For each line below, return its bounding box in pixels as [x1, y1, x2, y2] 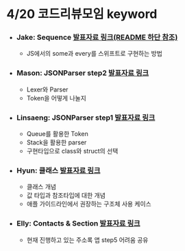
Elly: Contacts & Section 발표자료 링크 [16, 219, 141, 228]
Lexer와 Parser [26, 85, 69, 94]
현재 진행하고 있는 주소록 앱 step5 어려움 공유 [26, 235, 149, 244]
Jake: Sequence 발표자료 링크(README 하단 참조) [16, 32, 178, 42]
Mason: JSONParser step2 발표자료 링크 [16, 68, 149, 78]
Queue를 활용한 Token [26, 130, 88, 138]
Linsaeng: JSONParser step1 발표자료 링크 [16, 113, 156, 122]
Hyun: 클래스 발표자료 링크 [16, 166, 101, 175]
